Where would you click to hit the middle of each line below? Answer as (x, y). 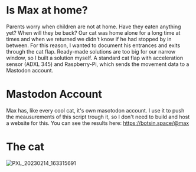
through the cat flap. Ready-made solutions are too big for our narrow (91, 51)
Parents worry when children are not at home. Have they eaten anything (94, 27)
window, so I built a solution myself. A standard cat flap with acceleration (95, 58)
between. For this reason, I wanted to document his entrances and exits (93, 45)
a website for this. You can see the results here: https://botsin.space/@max (98, 123)
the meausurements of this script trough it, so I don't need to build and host (98, 117)
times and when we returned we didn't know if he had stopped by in (89, 39)
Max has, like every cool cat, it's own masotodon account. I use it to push (95, 110)
